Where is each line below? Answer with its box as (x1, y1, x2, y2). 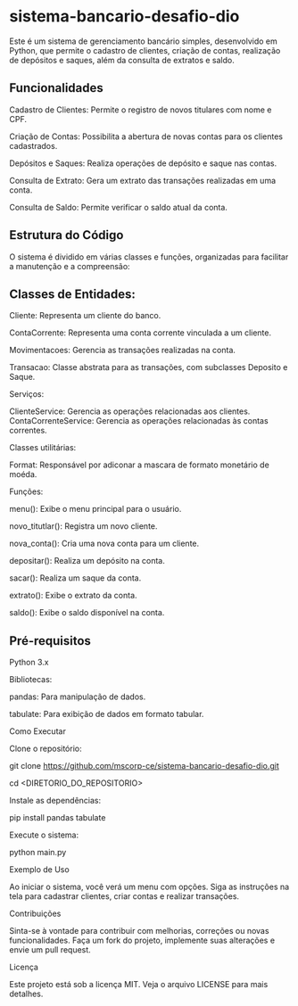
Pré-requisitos (9, 633, 92, 648)
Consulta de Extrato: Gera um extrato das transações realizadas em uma (9, 175, 277, 186)
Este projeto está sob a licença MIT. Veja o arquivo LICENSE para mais (9, 979, 269, 990)
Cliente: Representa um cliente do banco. (9, 310, 161, 321)
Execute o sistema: (9, 829, 79, 840)
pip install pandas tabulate (9, 812, 106, 823)
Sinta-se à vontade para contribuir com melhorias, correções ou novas (9, 926, 269, 936)
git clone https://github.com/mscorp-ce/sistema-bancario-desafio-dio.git (9, 761, 279, 771)
